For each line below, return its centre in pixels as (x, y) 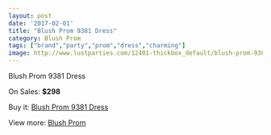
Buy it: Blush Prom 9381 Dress (58, 107)
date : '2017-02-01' (41, 23)
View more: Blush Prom (47, 123)
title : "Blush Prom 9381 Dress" (63, 31)
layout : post (30, 16)
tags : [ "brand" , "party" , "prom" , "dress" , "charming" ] (97, 46)
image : (19, 53)
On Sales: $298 (34, 92)
